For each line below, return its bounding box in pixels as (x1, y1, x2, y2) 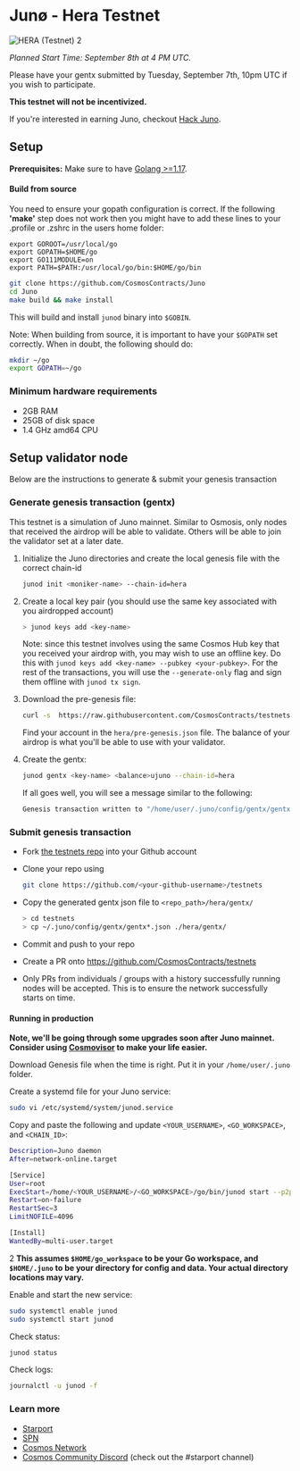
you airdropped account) (21, 605, 114, 616)
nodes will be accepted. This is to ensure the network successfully (21, 983, 268, 994)
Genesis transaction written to (21, 805, 143, 814)
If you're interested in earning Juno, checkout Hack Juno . (9, 113, 221, 124)
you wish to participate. (9, 79, 96, 89)
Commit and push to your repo (21, 939, 136, 949)
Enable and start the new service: (9, 1289, 133, 1300)
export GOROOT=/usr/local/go (9, 239, 118, 248)
